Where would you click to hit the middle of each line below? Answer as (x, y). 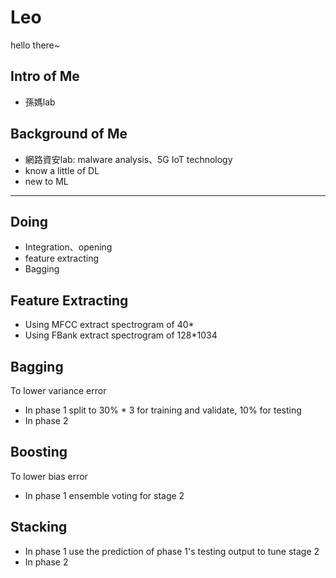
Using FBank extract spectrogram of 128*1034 (121, 335)
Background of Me (69, 134)
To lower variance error (58, 390)
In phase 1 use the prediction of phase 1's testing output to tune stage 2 (172, 551)
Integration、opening (68, 247)
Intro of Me (45, 76)
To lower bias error (49, 476)
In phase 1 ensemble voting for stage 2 (104, 495)
